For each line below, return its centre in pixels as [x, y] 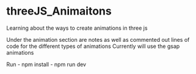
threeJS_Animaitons [59, 11]
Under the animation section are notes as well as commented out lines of [98, 39]
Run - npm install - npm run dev [46, 64]
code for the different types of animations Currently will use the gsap [93, 46]
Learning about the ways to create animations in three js [77, 28]
